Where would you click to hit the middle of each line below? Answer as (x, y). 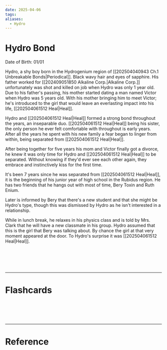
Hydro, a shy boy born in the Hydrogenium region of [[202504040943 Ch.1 (82, 72)
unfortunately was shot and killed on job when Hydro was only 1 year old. (80, 87)
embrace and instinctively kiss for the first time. (54, 165)
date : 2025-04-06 (23, 10)
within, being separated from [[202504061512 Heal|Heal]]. (65, 139)
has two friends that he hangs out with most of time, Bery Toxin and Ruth (80, 185)
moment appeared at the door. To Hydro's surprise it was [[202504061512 (81, 236)
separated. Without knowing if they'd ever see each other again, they (76, 160)
